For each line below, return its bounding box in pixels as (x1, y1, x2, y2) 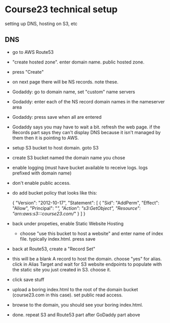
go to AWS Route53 (12, 49, 54, 55)
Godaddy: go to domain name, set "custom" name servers (12, 89, 135, 95)
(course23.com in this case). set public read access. (12, 292, 123, 298)
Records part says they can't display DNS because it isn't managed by (12, 129, 161, 135)
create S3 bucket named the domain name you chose (12, 155, 125, 161)
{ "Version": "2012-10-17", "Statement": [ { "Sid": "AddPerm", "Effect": (12, 200, 160, 206)
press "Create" (12, 69, 44, 75)
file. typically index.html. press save (19, 235, 96, 242)
